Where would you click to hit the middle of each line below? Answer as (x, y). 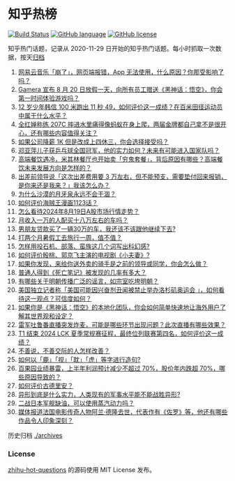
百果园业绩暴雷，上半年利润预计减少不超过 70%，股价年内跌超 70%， (119, 368)
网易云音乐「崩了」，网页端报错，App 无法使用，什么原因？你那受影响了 (121, 72)
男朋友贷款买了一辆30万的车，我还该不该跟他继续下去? (97, 229)
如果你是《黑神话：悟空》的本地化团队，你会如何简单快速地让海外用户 (119, 307)
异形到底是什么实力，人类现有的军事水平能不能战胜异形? (99, 394)
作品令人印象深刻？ (46, 420)
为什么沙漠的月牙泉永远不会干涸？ (67, 194)
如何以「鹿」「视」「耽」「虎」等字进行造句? (79, 359)
